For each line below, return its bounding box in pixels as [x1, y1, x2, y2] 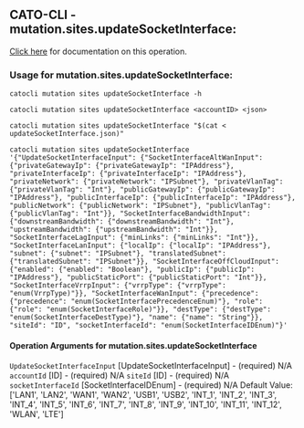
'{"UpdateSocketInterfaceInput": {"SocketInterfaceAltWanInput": [9, 153, 263, 162]
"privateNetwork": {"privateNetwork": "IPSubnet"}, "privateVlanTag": [9, 177, 284, 186]
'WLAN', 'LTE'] [9, 409, 64, 420]
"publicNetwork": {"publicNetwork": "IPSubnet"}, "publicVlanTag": [9, 201, 272, 211]
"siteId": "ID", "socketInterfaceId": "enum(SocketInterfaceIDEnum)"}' [9, 321, 288, 330]
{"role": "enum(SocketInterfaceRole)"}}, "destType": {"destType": [9, 305, 272, 314]
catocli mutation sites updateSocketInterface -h [9, 89, 203, 99]
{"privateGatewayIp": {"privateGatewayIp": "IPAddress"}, [9, 162, 235, 171]
